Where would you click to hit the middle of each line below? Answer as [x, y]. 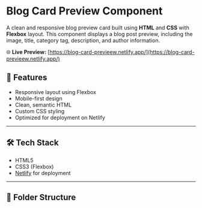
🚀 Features [27, 78]
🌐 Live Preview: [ [28, 52]
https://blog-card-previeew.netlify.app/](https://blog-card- [122, 52]
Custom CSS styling [40, 111]
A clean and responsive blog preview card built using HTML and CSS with [98, 28]
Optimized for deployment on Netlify [60, 117]
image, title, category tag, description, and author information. [83, 40]
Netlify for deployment [43, 173]
